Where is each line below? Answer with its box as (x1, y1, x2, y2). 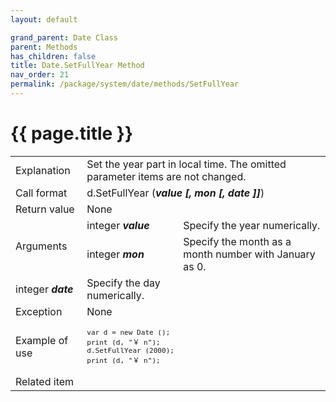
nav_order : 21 (10, 70, 70, 80)
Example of (15, 333, 69, 347)
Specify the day (86, 276, 161, 290)
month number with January (183, 247, 316, 261)
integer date (15, 282, 74, 296)
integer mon (86, 247, 145, 261)
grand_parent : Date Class (10, 32, 118, 43)
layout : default (10, 14, 78, 25)
